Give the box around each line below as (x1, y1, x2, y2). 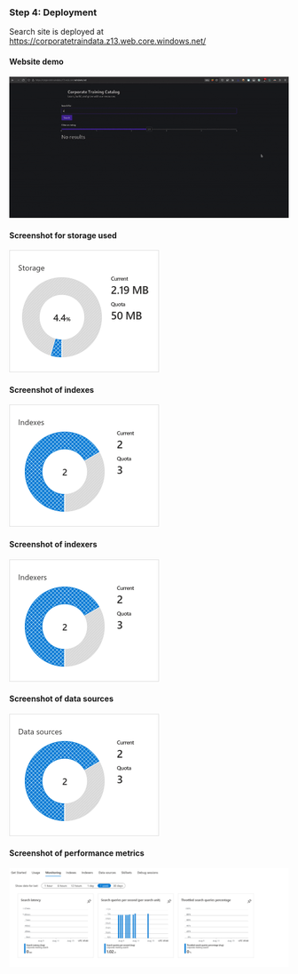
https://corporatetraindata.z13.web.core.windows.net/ (9, 36, 207, 46)
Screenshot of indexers (9, 539, 98, 550)
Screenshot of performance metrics (9, 848, 145, 858)
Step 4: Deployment (9, 6, 98, 19)
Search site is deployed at (9, 27, 104, 37)
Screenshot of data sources (9, 693, 114, 704)
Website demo (9, 56, 64, 67)
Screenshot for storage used (9, 229, 117, 241)
